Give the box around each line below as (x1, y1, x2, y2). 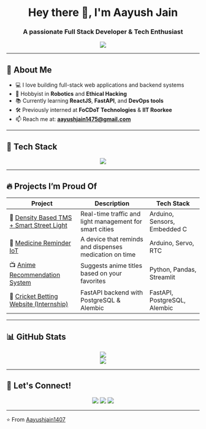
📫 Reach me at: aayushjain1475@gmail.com (15, 116, 131, 123)
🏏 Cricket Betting (9, 292, 58, 301)
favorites (80, 277, 106, 285)
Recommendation (9, 270, 60, 279)
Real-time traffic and (80, 209, 141, 218)
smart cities (80, 224, 115, 233)
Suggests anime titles (80, 261, 143, 270)
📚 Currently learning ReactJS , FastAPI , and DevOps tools (15, 97, 164, 104)
